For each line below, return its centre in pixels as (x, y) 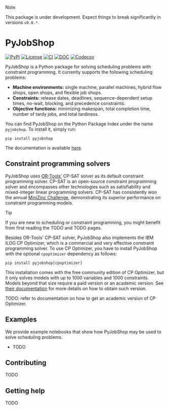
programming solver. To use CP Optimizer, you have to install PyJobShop (81, 248)
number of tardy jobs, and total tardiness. (56, 114)
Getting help (25, 391)
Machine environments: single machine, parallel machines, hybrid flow (87, 87)
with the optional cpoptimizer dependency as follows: (61, 254)
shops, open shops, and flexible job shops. (57, 93)
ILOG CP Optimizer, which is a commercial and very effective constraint (80, 243)
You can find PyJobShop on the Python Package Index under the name (79, 124)
